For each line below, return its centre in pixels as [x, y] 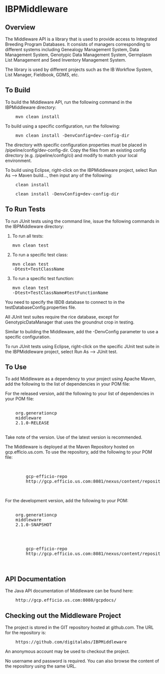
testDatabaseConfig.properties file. [41, 307]
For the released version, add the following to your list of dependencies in [80, 394]
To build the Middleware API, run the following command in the [69, 102]
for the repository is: [26, 633]
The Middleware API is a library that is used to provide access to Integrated [81, 39]
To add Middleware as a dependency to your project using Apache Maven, [81, 379]
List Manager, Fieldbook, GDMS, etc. [42, 75]
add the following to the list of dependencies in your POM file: [68, 384]
